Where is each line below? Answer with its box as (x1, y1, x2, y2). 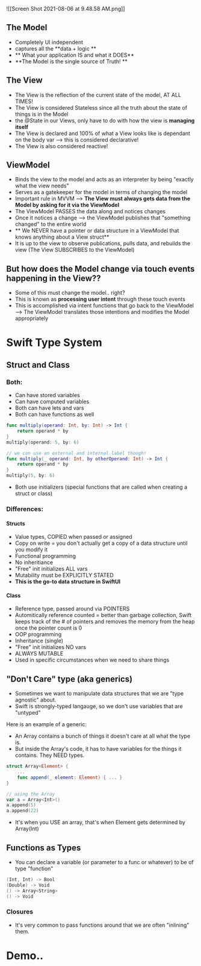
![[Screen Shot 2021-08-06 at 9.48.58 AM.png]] (6, 5, 125, 12)
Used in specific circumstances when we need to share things (14, 656, 170, 663)
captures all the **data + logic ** (14, 45, 97, 52)
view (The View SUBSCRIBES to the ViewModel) (14, 246, 135, 254)
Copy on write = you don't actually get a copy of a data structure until (14, 539, 188, 547)
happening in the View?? (6, 273, 101, 283)
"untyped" (14, 709, 41, 717)
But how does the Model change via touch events (6, 263, 195, 274)
